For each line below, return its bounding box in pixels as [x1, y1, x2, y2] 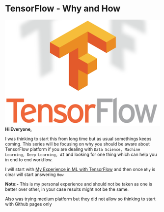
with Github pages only [5, 201, 52, 207]
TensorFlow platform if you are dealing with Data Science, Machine [5, 146, 140, 152]
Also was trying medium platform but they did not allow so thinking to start [5, 196, 156, 202]
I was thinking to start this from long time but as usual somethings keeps [5, 136, 152, 142]
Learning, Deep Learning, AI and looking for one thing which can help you [5, 151, 157, 158]
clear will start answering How [5, 172, 64, 177]
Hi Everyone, [5, 126, 32, 132]
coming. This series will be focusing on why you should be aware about [5, 141, 150, 147]
